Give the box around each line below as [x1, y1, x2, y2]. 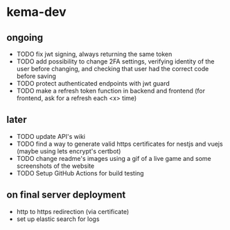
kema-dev [6, 4, 67, 20]
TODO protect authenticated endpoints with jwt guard [16, 79, 170, 87]
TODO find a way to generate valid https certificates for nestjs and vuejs [16, 140, 223, 148]
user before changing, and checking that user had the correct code [16, 65, 209, 73]
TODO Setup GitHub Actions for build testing [16, 169, 144, 177]
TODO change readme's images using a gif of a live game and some [16, 154, 212, 162]
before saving [16, 72, 56, 80]
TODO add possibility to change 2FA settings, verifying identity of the [16, 57, 215, 66]
